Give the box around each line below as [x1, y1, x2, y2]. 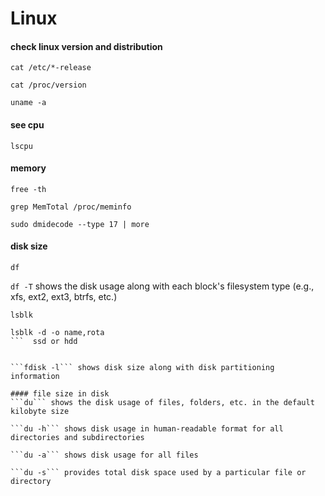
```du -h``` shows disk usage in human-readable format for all [10, 424, 284, 434]
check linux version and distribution [10, 40, 163, 52]
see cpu [10, 118, 45, 131]
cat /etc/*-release [10, 63, 92, 73]
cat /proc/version [10, 80, 87, 91]
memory [10, 162, 47, 174]
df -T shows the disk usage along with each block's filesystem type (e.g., [10, 280, 315, 292]
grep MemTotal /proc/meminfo [10, 202, 132, 212]
